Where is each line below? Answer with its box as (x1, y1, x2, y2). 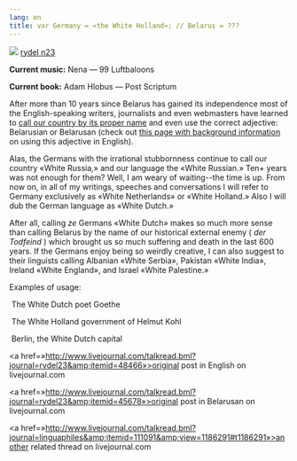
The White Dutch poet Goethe (11, 299, 121, 309)
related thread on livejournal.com (30, 441, 152, 452)
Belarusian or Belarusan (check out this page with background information (9, 126, 281, 137)
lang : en (9, 12, 42, 22)
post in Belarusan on (180, 395, 255, 406)
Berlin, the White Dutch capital (11, 333, 122, 344)
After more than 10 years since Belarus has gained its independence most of (9, 98, 288, 109)
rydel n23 (20, 46, 56, 58)
